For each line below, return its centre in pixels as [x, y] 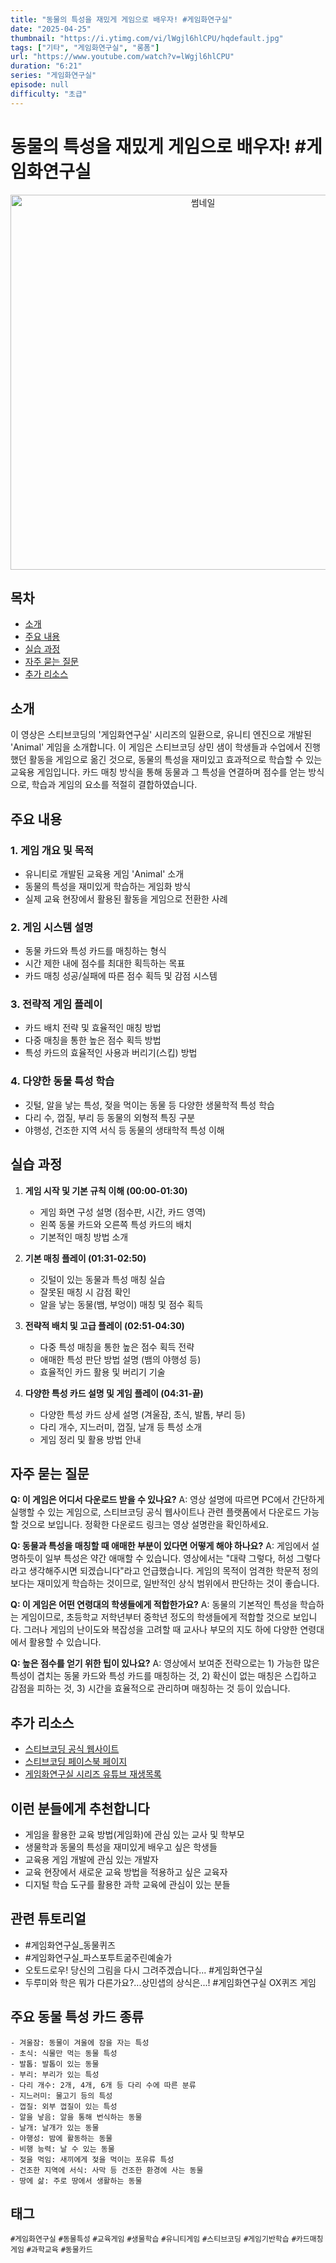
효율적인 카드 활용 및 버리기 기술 [102, 1372]
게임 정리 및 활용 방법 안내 [90, 1439]
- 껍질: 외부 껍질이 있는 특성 [64, 2106]
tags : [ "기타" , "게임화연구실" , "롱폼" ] [85, 47]
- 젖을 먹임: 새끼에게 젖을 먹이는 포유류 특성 [92, 2159]
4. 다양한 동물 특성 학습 [62, 1081]
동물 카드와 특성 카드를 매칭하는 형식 [95, 951]
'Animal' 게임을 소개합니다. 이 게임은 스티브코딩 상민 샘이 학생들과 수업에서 [156, 747]
